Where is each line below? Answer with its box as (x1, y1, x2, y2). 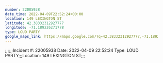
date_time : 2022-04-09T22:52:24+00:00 (5, 12, 83, 16)
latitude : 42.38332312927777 (5, 20, 64, 26)
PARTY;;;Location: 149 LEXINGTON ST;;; (5, 52, 85, 58)
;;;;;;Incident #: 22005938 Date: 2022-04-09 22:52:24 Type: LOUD (5, 47, 139, 53)
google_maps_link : (5, 34, 42, 39)
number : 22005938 (5, 7, 40, 12)
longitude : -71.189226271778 (5, 25, 64, 30)
